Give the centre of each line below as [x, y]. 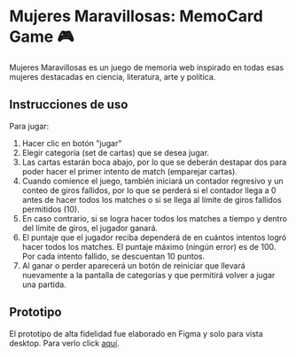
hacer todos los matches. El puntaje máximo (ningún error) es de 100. [149, 246]
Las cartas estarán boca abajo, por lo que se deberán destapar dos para [154, 162]
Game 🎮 [42, 37]
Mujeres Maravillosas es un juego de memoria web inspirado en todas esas [147, 67]
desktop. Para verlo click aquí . [64, 343]
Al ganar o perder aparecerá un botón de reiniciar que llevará [133, 265]
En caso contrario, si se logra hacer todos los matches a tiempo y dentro [155, 218]
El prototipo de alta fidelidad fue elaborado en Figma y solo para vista [136, 333]
